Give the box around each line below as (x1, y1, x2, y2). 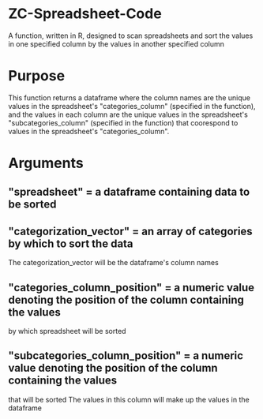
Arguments (8, 155, 85, 172)
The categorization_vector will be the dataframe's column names (8, 258, 219, 267)
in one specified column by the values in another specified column (8, 39, 225, 48)
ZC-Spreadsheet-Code (8, 5, 162, 23)
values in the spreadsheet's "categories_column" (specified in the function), (8, 101, 256, 110)
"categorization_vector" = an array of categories (8, 224, 253, 238)
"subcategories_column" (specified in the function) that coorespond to (8, 118, 239, 127)
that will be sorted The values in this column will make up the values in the (8, 395, 250, 404)
